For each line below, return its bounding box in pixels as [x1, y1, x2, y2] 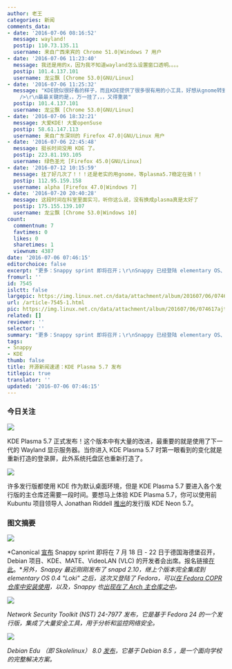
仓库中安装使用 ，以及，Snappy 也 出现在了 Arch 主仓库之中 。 [7, 582, 181, 591]
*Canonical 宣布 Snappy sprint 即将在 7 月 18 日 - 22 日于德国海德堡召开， [7, 547, 219, 556]
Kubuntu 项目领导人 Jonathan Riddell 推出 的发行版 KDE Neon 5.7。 [7, 499, 197, 507]
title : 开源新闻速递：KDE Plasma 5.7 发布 [7, 364, 122, 370]
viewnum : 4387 [13, 248, 54, 255]
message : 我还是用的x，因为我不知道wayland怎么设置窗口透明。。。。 [13, 62, 182, 68]
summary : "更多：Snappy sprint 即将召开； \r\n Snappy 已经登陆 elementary [7, 331, 212, 339]
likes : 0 [13, 235, 39, 242]
